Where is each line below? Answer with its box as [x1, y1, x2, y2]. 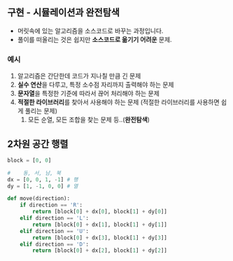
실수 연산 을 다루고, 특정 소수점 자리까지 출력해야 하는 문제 [17, 80, 174, 89]
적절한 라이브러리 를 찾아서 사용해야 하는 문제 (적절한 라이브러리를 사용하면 [17, 98, 220, 106]
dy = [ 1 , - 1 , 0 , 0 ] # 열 [7, 183, 78, 190]
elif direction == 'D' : [20, 241, 90, 248]
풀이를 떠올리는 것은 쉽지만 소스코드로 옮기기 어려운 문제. [17, 35, 173, 43]
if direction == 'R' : [20, 202, 83, 209]
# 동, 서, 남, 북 [7, 169, 62, 176]
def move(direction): [7, 195, 71, 202]
